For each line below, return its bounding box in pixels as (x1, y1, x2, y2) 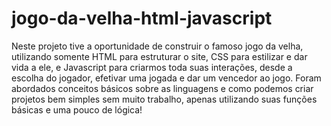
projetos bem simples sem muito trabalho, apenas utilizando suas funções (11, 93, 318, 105)
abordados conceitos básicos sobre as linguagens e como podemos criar (11, 82, 314, 94)
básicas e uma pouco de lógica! (11, 103, 143, 116)
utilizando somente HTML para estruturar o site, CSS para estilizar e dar (11, 50, 308, 62)
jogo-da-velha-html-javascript (11, 7, 273, 30)
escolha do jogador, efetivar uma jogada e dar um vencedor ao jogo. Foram (11, 72, 322, 84)
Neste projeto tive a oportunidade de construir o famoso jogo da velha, (11, 40, 304, 52)
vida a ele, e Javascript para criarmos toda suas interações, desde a (11, 61, 293, 73)
